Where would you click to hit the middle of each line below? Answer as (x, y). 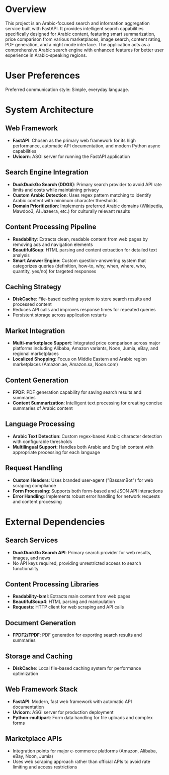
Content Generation (37, 380)
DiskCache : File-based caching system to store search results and (82, 299)
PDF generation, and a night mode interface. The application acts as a (78, 44)
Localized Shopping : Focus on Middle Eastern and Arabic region (80, 359)
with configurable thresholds (42, 442)
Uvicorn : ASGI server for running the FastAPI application (71, 156)
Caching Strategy (33, 287)
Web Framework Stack (41, 689)
